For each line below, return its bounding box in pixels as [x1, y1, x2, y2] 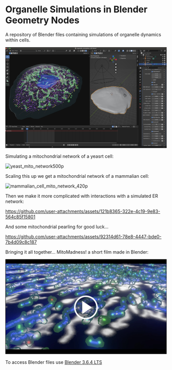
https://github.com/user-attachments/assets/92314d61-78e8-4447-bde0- [5, 234, 162, 240]
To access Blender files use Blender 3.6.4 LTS [5, 359, 102, 365]
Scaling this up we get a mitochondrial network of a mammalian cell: [5, 173, 149, 179]
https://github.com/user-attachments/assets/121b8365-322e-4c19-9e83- [5, 209, 160, 215]
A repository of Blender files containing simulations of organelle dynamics [5, 31, 161, 37]
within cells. [5, 37, 31, 43]
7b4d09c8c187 [5, 239, 37, 245]
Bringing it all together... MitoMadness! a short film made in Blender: [5, 249, 149, 255]
